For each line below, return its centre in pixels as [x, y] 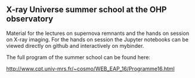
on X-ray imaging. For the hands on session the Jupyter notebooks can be [97, 39]
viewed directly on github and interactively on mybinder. [75, 45]
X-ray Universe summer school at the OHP [86, 10]
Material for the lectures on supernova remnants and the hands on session [98, 33]
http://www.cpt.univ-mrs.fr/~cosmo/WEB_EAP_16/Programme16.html [90, 69]
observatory [30, 19]
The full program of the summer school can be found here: [78, 57]
